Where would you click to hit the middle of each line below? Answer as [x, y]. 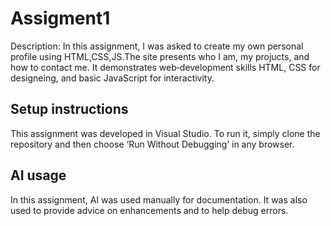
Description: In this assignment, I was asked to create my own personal [157, 46]
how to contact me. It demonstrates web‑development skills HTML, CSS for [165, 67]
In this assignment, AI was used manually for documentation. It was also [159, 199]
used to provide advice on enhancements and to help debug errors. [149, 210]
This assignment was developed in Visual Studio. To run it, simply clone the [165, 133]
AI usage [38, 175]
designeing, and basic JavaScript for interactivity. [112, 78]
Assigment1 [60, 18]
